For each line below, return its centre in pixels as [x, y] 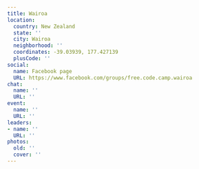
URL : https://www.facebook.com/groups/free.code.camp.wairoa [103, 78]
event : [17, 103]
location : [21, 20]
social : [18, 65]
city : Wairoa [32, 39]
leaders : [20, 122]
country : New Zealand [44, 26]
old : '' [24, 148]
